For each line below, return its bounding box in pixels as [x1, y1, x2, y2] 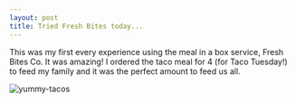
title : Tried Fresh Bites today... [9, 22, 144, 31]
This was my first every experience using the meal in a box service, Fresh [9, 46, 284, 57]
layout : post [9, 13, 59, 23]
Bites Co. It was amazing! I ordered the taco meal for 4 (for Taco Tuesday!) [9, 56, 288, 67]
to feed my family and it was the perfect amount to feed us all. [9, 65, 242, 77]
